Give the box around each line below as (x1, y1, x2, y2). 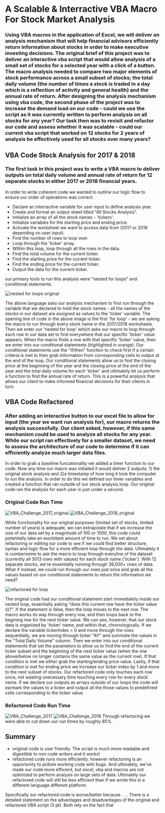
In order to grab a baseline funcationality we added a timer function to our (5, 461, 155, 466)
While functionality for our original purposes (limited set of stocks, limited (5, 519, 154, 525)
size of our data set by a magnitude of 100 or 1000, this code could (5, 530, 141, 536)
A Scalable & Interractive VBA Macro (5, 3, 158, 15)
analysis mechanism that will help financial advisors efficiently (5, 38, 159, 45)
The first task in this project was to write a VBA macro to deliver (5, 165, 161, 172)
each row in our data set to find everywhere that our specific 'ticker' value (5, 331, 155, 337)
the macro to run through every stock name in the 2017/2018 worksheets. (5, 321, 154, 327)
